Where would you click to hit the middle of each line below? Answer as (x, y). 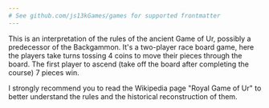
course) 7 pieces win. (44, 72)
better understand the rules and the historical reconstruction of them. (123, 96)
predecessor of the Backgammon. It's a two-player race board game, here (131, 47)
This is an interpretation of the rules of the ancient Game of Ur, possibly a (130, 38)
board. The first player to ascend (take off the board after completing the (128, 64)
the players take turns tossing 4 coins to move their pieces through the (125, 55)
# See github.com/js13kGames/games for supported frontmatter (114, 16)
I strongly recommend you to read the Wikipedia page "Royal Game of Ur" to (135, 88)
